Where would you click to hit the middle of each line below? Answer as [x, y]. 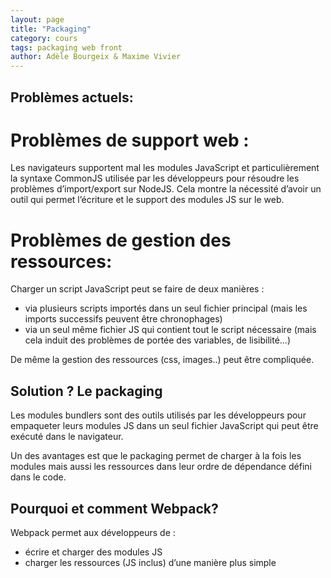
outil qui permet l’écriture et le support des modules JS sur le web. [147, 200]
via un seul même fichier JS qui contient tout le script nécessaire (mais [170, 330]
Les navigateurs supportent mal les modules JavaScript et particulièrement [165, 168]
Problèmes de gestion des [121, 240]
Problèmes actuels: [72, 97]
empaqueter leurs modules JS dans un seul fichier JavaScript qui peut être [164, 426]
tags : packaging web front [66, 47]
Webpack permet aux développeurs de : [93, 533]
